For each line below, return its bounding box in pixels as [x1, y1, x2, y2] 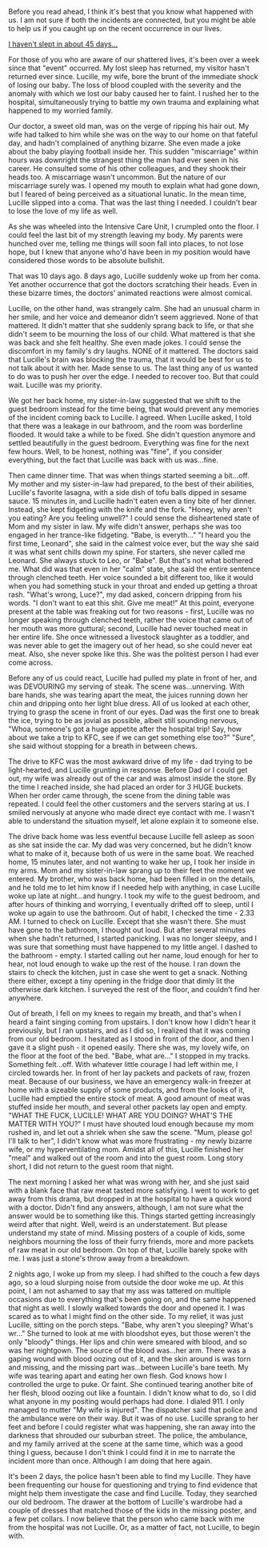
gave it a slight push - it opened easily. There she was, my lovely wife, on [8, 1043, 250, 1052]
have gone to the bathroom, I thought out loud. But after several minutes [8, 925, 246, 934]
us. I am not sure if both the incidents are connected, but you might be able [8, 15, 256, 25]
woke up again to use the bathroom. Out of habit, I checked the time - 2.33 [8, 908, 254, 917]
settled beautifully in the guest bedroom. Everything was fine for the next [8, 438, 250, 447]
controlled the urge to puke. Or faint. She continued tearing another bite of [8, 1380, 254, 1389]
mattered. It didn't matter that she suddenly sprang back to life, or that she [8, 321, 254, 330]
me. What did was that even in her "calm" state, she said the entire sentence [8, 564, 261, 574]
